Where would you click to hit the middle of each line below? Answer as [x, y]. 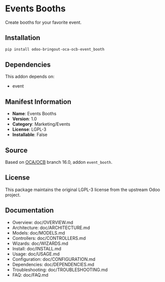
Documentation [30, 211]
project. [13, 195]
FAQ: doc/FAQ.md [30, 275]
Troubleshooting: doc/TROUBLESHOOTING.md [60, 270]
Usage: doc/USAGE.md [36, 254]
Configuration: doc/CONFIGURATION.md [54, 259]
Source [16, 150]
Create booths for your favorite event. [43, 22]
